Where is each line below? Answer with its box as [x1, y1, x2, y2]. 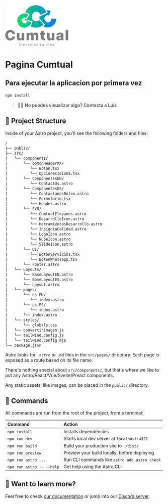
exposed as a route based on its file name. [5, 357, 93, 363]
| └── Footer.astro [5, 262, 59, 267]
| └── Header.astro [5, 201, 66, 206]
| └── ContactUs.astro [5, 181, 73, 186]
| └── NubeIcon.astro [5, 237, 71, 242]
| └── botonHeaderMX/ [5, 161, 64, 166]
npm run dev [7, 436, 33, 442]
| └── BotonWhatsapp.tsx [5, 257, 78, 262]
